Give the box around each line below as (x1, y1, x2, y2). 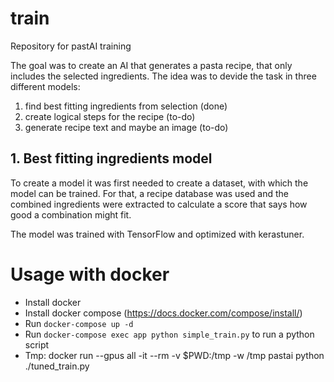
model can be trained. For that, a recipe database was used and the (10, 187, 289, 199)
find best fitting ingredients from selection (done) (24, 100, 228, 112)
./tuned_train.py (24, 360, 90, 372)
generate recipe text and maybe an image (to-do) (24, 121, 229, 133)
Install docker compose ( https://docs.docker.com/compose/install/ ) (24, 307, 303, 319)
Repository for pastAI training (10, 40, 132, 52)
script (24, 338, 50, 351)
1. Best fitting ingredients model (10, 150, 213, 167)
